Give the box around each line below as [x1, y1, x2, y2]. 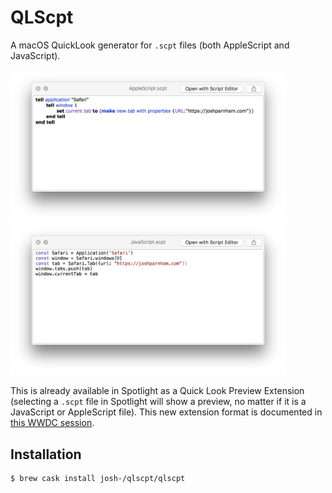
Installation [10, 446, 82, 463]
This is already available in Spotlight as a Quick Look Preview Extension [10, 385, 305, 397]
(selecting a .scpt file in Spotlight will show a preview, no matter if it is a [10, 396, 307, 408]
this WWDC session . [10, 417, 95, 429]
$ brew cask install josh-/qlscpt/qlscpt [10, 474, 186, 484]
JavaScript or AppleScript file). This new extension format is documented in [10, 406, 323, 418]
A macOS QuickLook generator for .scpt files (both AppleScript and [10, 39, 290, 51]
